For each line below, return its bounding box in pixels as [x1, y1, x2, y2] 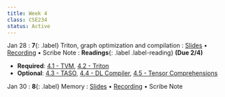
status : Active [7, 23, 51, 29]
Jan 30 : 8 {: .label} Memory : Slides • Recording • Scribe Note [7, 83, 183, 91]
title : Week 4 [7, 10, 48, 17]
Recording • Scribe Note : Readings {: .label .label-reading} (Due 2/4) [7, 48, 204, 57]
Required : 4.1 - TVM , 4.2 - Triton [16, 62, 110, 70]
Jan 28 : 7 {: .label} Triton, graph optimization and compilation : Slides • [7, 42, 208, 50]
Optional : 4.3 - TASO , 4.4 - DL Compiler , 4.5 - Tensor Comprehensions [16, 69, 218, 77]
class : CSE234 [7, 16, 48, 23]
